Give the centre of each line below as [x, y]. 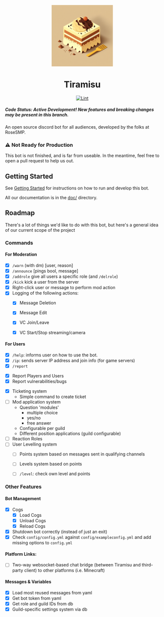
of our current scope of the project [40, 230]
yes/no [34, 418]
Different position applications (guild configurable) [70, 433]
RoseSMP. [15, 132]
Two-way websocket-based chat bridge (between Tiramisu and [76, 565]
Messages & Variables [28, 582]
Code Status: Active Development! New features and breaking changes [80, 109]
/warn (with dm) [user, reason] [43, 265]
